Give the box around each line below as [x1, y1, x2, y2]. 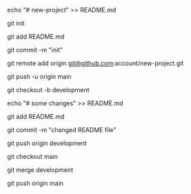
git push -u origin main [7, 72, 72, 80]
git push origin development [7, 139, 88, 147]
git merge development [7, 166, 74, 174]
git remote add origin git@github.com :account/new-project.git [7, 59, 184, 67]
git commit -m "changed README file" [7, 126, 117, 133]
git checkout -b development [7, 86, 90, 94]
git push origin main [7, 179, 64, 187]
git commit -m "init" [7, 46, 63, 54]
